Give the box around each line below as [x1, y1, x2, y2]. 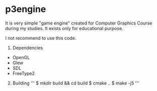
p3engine [5, 3, 46, 15]
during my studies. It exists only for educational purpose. [5, 25, 123, 31]
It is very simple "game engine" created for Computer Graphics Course [5, 20, 152, 26]
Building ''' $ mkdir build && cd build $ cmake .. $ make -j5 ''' [12, 80, 139, 86]
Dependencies [12, 44, 43, 50]
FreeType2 [12, 70, 35, 76]
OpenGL [12, 54, 30, 60]
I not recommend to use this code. [5, 35, 76, 41]
